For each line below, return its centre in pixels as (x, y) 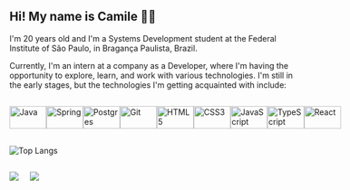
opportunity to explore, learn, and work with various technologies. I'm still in (151, 75)
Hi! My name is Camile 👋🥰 (83, 17)
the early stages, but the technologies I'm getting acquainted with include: (148, 85)
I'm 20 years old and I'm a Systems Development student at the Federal (143, 38)
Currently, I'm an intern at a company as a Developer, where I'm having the (149, 65)
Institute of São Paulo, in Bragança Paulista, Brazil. (103, 48)
